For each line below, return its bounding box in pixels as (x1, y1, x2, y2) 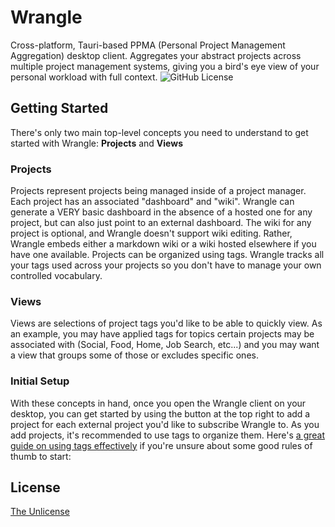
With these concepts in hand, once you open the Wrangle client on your (10, 397, 307, 409)
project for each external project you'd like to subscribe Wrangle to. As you (10, 418, 320, 430)
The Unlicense (10, 506, 70, 518)
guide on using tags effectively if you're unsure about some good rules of (10, 439, 313, 451)
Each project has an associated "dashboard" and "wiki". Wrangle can (10, 196, 295, 208)
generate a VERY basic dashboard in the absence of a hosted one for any (10, 206, 313, 218)
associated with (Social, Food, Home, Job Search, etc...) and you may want (10, 339, 320, 351)
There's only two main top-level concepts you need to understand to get (10, 126, 309, 138)
